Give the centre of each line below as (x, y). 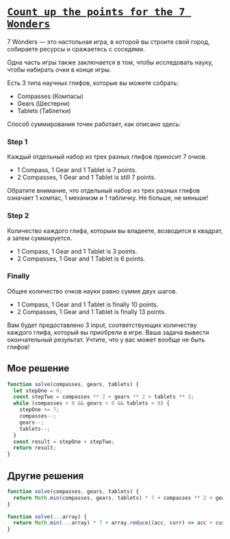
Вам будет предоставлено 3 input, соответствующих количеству (102, 325)
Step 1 (17, 141)
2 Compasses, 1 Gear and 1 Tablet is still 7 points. (86, 178)
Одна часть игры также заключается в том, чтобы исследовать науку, (110, 62)
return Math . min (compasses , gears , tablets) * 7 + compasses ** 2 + (113, 498)
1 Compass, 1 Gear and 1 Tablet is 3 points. (77, 251)
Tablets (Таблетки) (44, 110)
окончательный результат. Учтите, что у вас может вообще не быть (106, 339)
